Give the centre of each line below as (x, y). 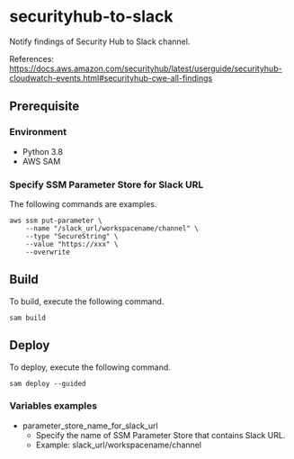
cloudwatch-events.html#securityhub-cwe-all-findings (111, 77)
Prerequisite (45, 107)
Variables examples (53, 406)
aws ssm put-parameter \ (56, 220)
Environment (38, 132)
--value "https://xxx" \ (72, 244)
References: (31, 58)
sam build (28, 318)
